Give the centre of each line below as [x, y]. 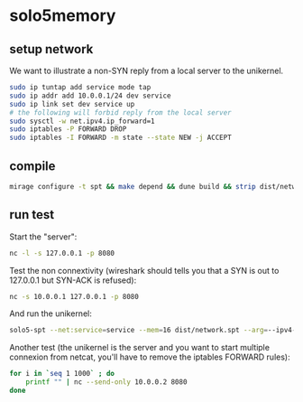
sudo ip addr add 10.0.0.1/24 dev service [90, 96]
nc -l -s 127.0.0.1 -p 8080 [62, 253]
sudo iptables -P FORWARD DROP [68, 129]
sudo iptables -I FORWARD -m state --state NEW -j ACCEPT [120, 138]
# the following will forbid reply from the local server [120, 112]
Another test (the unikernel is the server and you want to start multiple [140, 348]
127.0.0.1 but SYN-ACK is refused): [73, 280]
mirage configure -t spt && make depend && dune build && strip [133, 186]
